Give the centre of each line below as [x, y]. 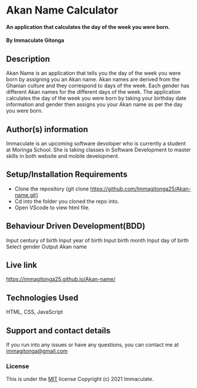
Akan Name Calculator [62, 10]
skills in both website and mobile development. [63, 156]
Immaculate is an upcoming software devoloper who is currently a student [96, 143]
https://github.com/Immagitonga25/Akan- [141, 189]
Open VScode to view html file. [52, 208]
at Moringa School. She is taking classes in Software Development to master [98, 150]
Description [28, 59]
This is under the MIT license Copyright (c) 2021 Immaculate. [80, 379]
